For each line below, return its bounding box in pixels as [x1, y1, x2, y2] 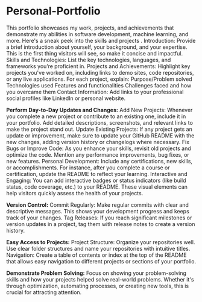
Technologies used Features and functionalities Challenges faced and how [6, 81, 192, 89]
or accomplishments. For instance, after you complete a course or [6, 164, 170, 171]
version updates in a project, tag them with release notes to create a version [6, 220, 195, 227]
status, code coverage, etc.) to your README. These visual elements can [6, 183, 188, 190]
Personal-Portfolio [6, 4, 101, 18]
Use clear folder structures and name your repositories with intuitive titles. [6, 245, 191, 252]
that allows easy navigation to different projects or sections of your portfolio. [6, 257, 197, 265]
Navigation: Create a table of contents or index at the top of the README [6, 251, 187, 259]
